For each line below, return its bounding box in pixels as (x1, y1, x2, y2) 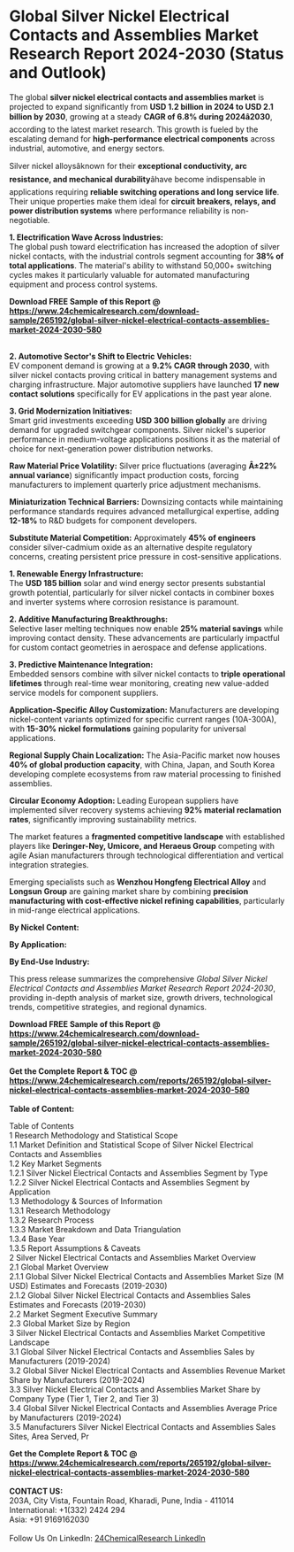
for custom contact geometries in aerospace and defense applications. (9, 642, 268, 652)
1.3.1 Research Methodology (9, 1205, 111, 1216)
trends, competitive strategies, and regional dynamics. (9, 1001, 207, 1012)
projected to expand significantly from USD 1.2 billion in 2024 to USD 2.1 (9, 101, 274, 112)
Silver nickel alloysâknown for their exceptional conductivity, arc (9, 160, 247, 171)
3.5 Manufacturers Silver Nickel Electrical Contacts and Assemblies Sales (9, 1421, 276, 1432)
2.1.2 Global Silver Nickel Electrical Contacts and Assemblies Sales (9, 1290, 252, 1301)
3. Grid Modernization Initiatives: (9, 405, 132, 416)
